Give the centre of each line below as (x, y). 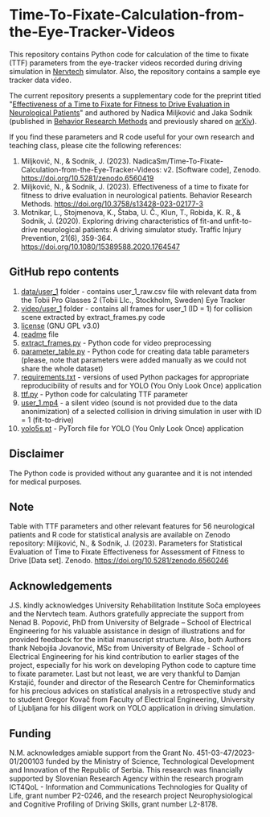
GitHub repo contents (64, 272)
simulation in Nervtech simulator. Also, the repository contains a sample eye (135, 71)
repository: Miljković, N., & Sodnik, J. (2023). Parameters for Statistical (126, 543)
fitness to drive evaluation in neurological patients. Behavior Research (136, 195)
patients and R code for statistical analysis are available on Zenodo (120, 535)
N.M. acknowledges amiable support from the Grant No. (102, 753)
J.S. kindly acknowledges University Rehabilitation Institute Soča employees (135, 605)
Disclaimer (37, 454)
